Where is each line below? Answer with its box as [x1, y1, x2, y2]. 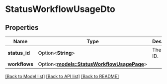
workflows [7, 61, 34, 68]
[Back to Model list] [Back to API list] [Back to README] [5, 74, 119, 79]
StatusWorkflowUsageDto [5, 3, 115, 15]
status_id [7, 50, 30, 56]
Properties [5, 23, 39, 32]
